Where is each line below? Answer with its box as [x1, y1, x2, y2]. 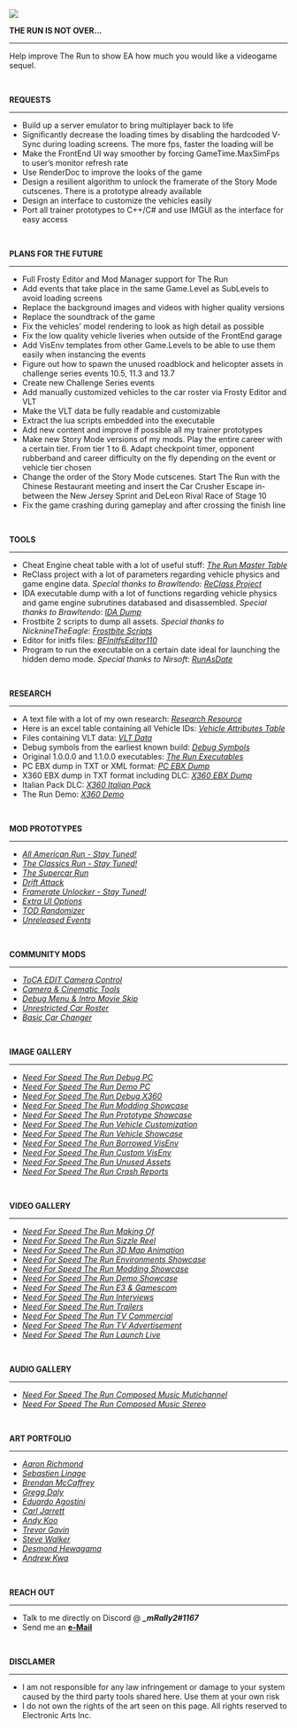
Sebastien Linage [21, 1468, 87, 1478]
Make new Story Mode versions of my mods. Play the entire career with [21, 434, 283, 444]
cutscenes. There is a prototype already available [21, 186, 202, 196]
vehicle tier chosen [21, 463, 92, 472]
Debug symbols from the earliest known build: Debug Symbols [21, 742, 250, 752]
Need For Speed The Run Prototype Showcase [21, 1109, 193, 1120]
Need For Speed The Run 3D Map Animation [21, 1245, 185, 1255]
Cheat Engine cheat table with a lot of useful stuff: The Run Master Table [21, 560, 288, 570]
